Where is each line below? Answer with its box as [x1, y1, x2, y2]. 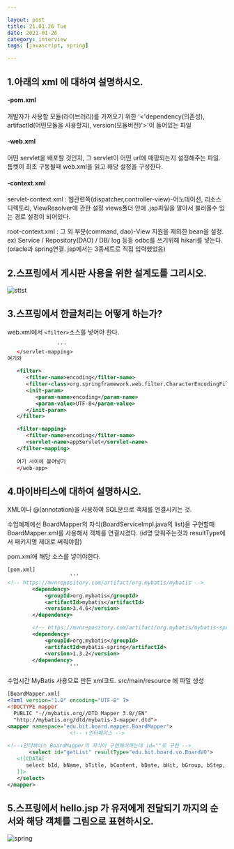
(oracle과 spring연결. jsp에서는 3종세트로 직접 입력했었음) [7, 245, 166, 253]
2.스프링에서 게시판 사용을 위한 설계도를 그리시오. [7, 267, 207, 279]
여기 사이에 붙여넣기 [16, 458, 66, 465]
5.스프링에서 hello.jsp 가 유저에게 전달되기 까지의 [7, 802, 208, 814]
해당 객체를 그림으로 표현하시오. [26, 815, 155, 827]
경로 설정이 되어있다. [14, 213, 71, 221]
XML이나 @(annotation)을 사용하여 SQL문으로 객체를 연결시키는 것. [7, 505, 192, 514]
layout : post [7, 16, 45, 23]
